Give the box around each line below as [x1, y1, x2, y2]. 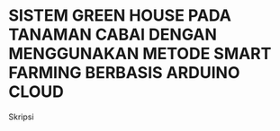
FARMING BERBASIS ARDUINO [8, 63, 240, 83]
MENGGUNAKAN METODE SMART [8, 44, 272, 64]
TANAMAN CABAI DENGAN [8, 24, 218, 45]
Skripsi [8, 111, 34, 122]
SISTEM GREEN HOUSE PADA [8, 5, 231, 26]
